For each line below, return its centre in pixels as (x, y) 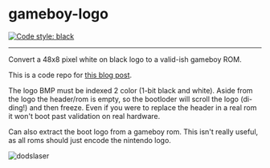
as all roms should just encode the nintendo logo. (90, 140)
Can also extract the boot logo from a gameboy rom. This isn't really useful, (133, 131)
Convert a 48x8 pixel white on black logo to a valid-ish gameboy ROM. (125, 59)
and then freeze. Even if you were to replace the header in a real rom (143, 107)
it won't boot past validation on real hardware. (84, 116)
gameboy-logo (58, 14)
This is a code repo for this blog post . (70, 75)
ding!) (18, 107)
